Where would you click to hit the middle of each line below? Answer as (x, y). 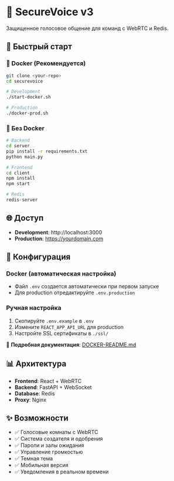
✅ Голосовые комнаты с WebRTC (56, 432)
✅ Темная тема (34, 459)
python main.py (25, 157)
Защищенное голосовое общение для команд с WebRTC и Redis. (87, 28)
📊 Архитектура (36, 364)
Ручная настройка (34, 308)
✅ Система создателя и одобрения (59, 439)
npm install (21, 179)
